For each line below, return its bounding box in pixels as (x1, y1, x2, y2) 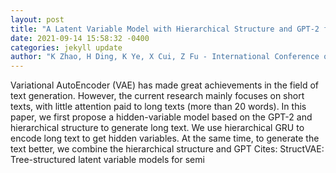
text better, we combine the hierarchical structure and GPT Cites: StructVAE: (10, 143, 325, 155)
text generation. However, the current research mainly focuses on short (10, 90, 305, 102)
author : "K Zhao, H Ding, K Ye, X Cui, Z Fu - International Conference (10, 52, 320, 62)
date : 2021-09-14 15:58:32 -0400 (10, 33, 150, 43)
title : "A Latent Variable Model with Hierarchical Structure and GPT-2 (10, 24, 320, 34)
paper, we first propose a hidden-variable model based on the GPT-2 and (10, 111, 313, 123)
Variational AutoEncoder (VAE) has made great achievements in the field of (10, 79, 319, 91)
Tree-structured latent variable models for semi (10, 154, 205, 166)
